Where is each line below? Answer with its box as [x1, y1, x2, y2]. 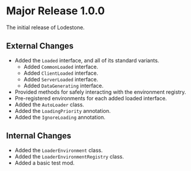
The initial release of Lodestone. [6, 24, 85, 31]
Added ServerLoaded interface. [23, 75, 98, 83]
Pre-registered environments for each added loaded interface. [14, 94, 167, 102]
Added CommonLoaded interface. [23, 63, 98, 70]
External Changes [6, 41, 74, 51]
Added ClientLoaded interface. [23, 69, 98, 77]
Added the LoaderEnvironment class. [14, 147, 103, 154]
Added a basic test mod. [14, 159, 75, 166]
